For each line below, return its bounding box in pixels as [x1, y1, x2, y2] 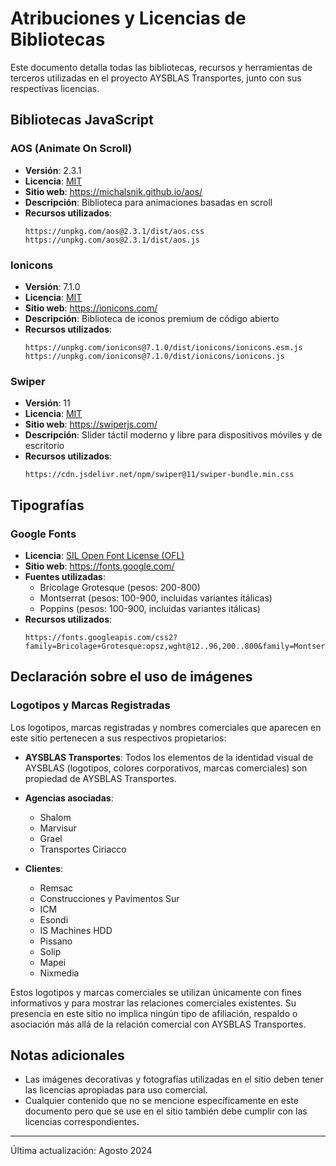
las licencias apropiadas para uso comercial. [24, 1084, 208, 1096]
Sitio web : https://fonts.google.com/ [24, 560, 175, 572]
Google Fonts [10, 527, 77, 541]
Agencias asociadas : [24, 792, 114, 804]
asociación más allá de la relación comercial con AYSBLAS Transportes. [10, 1018, 307, 1030]
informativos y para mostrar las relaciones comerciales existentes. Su [10, 997, 297, 1009]
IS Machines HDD [39, 924, 113, 936]
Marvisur [39, 822, 77, 834]
